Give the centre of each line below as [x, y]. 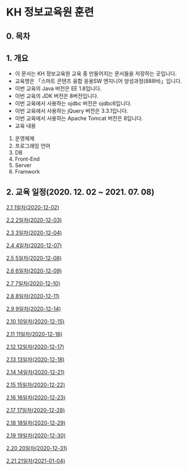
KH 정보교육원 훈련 [50, 12]
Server [23, 165]
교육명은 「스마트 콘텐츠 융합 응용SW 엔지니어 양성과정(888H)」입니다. [98, 81]
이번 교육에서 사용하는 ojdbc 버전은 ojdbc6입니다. [73, 103]
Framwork [27, 172]
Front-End [27, 159]
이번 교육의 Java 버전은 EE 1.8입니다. [58, 89]
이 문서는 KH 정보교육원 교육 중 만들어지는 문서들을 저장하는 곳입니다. [96, 74]
